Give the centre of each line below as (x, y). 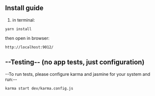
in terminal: (24, 20)
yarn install (18, 29)
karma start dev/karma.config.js (39, 88)
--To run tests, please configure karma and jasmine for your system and (78, 74)
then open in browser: (27, 38)
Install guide (24, 8)
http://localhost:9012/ (29, 47)
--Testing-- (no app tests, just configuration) (75, 62)
